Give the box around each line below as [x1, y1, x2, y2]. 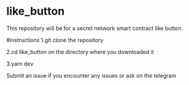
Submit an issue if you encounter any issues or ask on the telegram [6, 72, 177, 79]
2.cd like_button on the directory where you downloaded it [6, 48, 155, 56]
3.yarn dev [6, 60, 34, 67]
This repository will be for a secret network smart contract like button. [6, 24, 183, 32]
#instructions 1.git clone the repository [6, 36, 104, 43]
